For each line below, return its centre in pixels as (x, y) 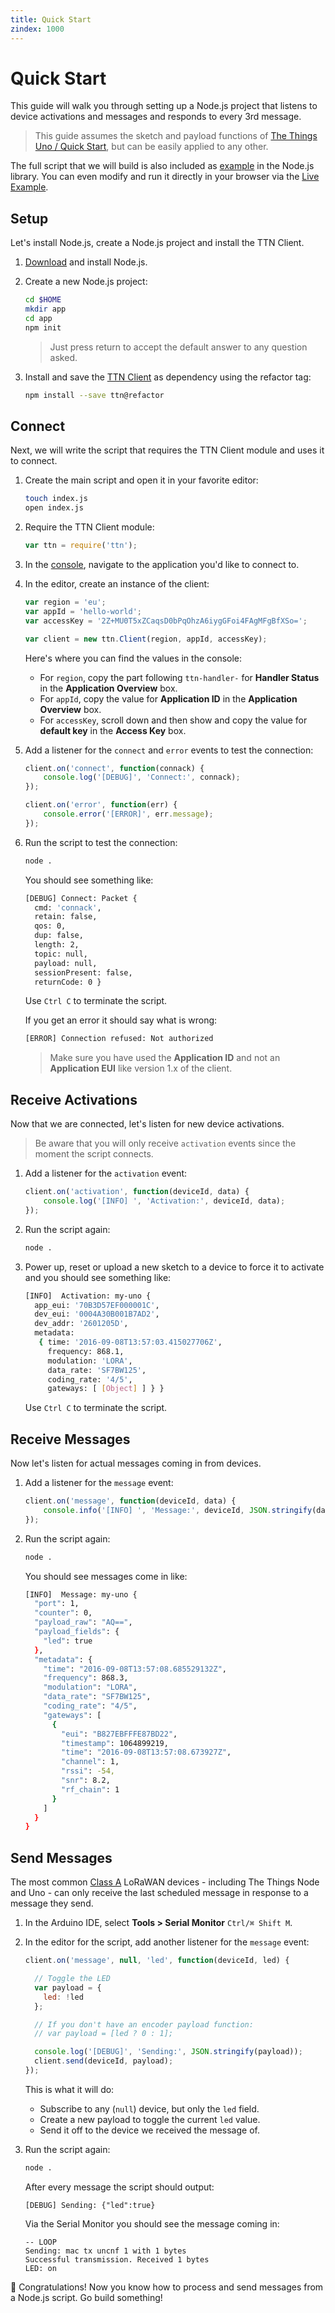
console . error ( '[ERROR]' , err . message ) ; (128, 814)
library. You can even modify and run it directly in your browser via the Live (165, 177)
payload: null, (66, 963)
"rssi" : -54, (88, 1771)
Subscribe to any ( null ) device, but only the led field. (149, 2108)
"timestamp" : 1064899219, (115, 1743)
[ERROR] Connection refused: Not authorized (119, 1039)
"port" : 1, (57, 1604)
